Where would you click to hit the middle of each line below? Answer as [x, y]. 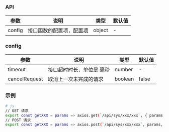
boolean [124, 79]
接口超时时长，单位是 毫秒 [79, 70]
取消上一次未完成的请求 [75, 79]
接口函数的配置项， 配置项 [58, 31]
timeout [17, 69]
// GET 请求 [17, 111]
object [100, 30]
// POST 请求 [18, 120]
